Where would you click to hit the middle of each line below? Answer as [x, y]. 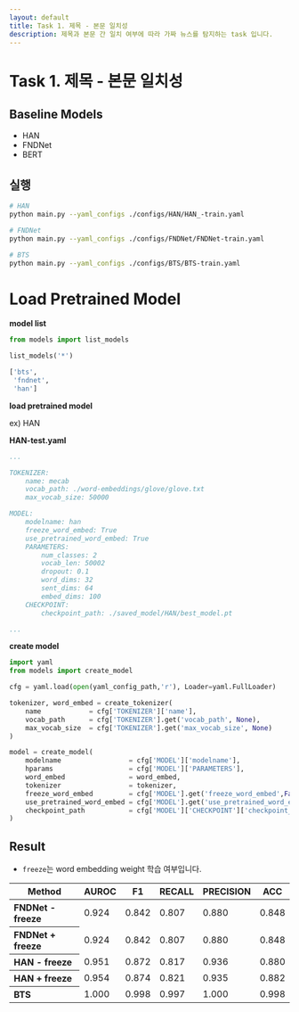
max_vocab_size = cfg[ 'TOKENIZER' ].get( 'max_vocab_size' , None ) [149, 728]
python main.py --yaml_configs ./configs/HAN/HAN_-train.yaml [127, 215]
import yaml [31, 662]
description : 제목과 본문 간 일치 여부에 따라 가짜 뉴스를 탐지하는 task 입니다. [141, 34]
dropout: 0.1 [65, 572]
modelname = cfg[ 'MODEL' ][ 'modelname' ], [133, 761]
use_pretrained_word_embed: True [87, 539]
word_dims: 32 [67, 580]
